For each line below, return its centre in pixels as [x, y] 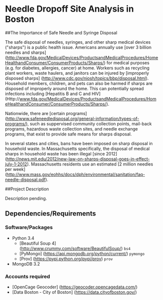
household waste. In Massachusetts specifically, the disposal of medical [77, 149]
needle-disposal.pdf [25, 179]
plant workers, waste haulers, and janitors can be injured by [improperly [77, 73]
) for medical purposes [127, 63]
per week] [15, 169]
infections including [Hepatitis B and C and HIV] [53, 94]
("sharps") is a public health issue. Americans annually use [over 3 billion [78, 47]
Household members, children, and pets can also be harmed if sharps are [79, 83]
